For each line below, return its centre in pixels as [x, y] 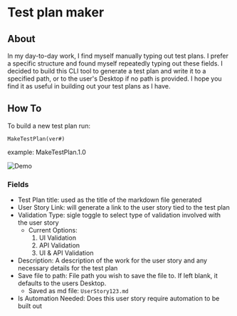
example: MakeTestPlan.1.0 [47, 152]
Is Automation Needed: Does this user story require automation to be [118, 299]
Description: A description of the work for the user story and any [112, 260]
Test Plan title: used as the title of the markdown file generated [110, 200]
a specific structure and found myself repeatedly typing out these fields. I [115, 63]
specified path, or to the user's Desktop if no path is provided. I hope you [115, 78]
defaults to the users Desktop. [62, 283]
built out [30, 306]
